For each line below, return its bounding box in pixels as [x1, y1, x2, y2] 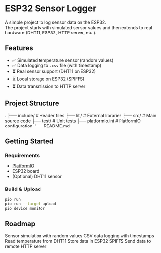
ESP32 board [12, 168, 40, 174]
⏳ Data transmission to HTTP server [12, 83, 86, 89]
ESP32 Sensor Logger [5, 3, 97, 14]
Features [5, 44, 33, 52]
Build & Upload [5, 186, 41, 192]
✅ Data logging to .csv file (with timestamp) [12, 63, 102, 68]
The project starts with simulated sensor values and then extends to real [5, 24, 152, 30]
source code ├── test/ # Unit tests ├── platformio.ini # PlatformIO [5, 118, 141, 124]
